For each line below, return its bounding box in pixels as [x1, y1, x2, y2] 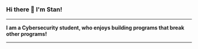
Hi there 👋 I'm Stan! [6, 5, 62, 14]
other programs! [6, 31, 47, 38]
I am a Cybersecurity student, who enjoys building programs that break [6, 24, 184, 31]
